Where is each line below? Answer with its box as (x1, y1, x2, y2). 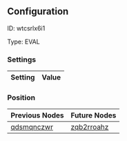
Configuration (7, 6, 69, 17)
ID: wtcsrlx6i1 (7, 23, 46, 32)
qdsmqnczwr (10, 122, 54, 132)
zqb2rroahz (70, 122, 109, 132)
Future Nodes (70, 111, 117, 120)
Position (7, 93, 36, 102)
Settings (7, 55, 37, 64)
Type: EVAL (7, 37, 40, 46)
